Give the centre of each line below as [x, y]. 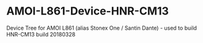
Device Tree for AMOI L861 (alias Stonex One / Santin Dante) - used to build [102, 28]
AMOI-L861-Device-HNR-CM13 [88, 11]
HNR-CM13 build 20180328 [41, 34]
